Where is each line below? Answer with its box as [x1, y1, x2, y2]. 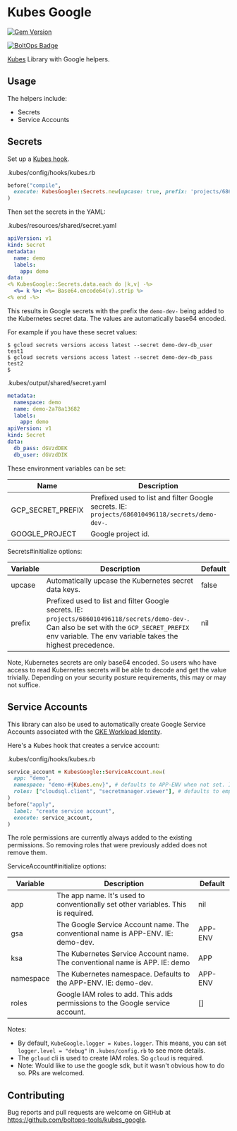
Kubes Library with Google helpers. [7, 54, 110, 63]
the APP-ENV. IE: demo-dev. [56, 978, 154, 988]
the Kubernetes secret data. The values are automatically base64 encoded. [7, 314, 226, 322]
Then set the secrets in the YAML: [7, 207, 106, 216]
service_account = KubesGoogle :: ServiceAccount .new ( [7, 768, 166, 775]
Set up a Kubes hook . [7, 155, 70, 163]
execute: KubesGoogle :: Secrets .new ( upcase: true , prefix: [13, 188, 188, 195]
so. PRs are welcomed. [17, 1069, 85, 1077]
